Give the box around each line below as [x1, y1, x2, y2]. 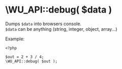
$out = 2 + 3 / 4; [5, 54, 44, 59]
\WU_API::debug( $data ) [5, 4, 112, 16]
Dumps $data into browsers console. [5, 21, 82, 27]
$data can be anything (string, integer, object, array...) [5, 26, 117, 32]
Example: [5, 36, 25, 42]
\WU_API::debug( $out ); [5, 58, 58, 64]
